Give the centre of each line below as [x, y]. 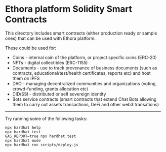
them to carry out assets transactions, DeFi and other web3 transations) [85, 104]
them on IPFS [26, 78]
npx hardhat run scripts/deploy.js [42, 145]
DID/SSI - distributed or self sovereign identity [59, 94]
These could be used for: [31, 48]
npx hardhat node [23, 140]
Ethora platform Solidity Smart [69, 9]
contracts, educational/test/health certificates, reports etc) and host [81, 73]
